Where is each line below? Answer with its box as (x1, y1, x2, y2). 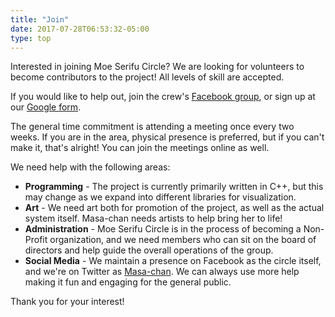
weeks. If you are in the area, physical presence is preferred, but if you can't (10, 131, 325, 143)
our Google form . (10, 101, 82, 113)
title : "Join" (10, 14, 70, 25)
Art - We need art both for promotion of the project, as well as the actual (24, 202, 325, 214)
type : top (10, 33, 52, 43)
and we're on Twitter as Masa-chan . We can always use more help (24, 266, 300, 278)
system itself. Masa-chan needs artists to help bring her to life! (24, 212, 283, 225)
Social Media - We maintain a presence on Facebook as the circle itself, (24, 255, 322, 267)
